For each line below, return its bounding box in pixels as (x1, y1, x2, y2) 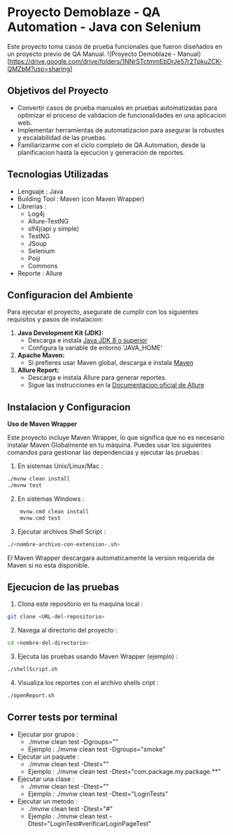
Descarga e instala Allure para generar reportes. (27, 373, 167, 382)
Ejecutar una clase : (17, 775, 75, 783)
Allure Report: (17, 366, 59, 375)
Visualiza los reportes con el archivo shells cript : (17, 679, 159, 686)
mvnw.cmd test (20, 514, 61, 522)
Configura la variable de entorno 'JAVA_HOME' (27, 344, 163, 352)
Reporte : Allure (17, 269, 63, 277)
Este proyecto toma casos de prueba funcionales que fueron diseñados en (7, 42, 223, 50)
